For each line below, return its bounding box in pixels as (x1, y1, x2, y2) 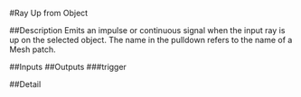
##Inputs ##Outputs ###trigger (9, 62, 127, 72)
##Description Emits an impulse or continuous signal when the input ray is (9, 25, 286, 35)
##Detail (9, 79, 42, 89)
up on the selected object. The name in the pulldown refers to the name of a (9, 35, 293, 45)
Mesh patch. (9, 44, 56, 55)
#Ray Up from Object (9, 8, 89, 18)
